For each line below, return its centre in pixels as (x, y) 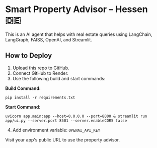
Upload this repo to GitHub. (41, 68)
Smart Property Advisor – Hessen (76, 9)
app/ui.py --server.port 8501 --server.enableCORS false (66, 120)
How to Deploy (29, 56)
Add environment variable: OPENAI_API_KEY (56, 130)
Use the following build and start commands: (59, 78)
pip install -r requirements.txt (40, 97)
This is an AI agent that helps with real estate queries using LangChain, (79, 34)
